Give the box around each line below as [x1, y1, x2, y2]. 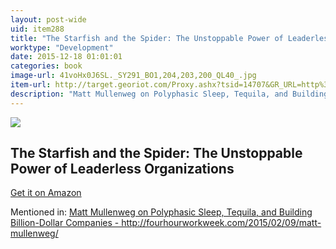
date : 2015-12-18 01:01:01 [10, 52, 123, 62]
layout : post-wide [10, 14, 87, 25]
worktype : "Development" [10, 42, 114, 53]
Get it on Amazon [10, 187, 82, 199]
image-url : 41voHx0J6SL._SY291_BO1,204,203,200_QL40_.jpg [10, 71, 257, 81]
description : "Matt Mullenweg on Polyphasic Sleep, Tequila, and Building [10, 89, 329, 99]
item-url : [10, 80, 52, 90]
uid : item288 [10, 24, 65, 34]
